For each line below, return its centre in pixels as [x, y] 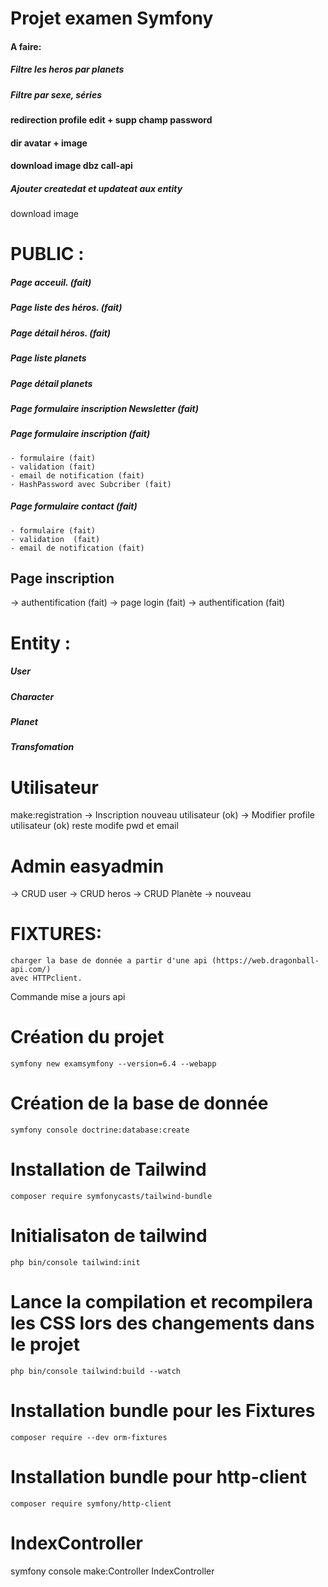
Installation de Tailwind [108, 1169]
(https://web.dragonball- [265, 961]
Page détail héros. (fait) [61, 333]
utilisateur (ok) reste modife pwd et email [94, 826]
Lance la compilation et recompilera [162, 1302]
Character [32, 696]
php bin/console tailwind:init [75, 1262]
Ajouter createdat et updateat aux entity [96, 188]
